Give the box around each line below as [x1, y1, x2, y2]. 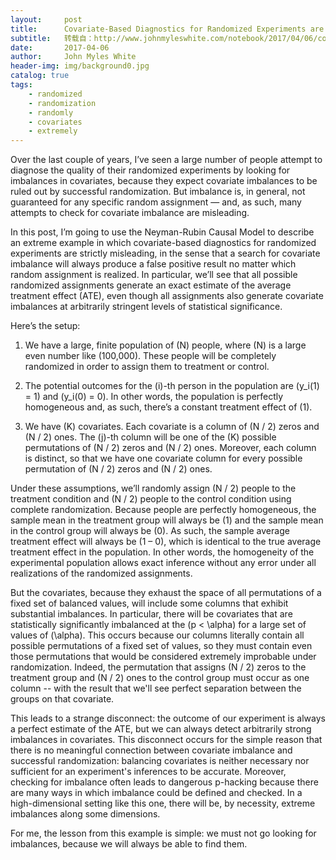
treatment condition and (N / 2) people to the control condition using [10, 493, 292, 505]
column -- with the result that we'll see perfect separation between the [10, 682, 302, 695]
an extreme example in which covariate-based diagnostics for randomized [10, 237, 317, 249]
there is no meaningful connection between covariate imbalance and [10, 744, 293, 756]
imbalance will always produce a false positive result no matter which [10, 258, 297, 270]
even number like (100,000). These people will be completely [24, 350, 277, 362]
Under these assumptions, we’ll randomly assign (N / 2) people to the [10, 482, 297, 495]
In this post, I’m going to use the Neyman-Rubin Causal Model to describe [10, 226, 315, 238]
